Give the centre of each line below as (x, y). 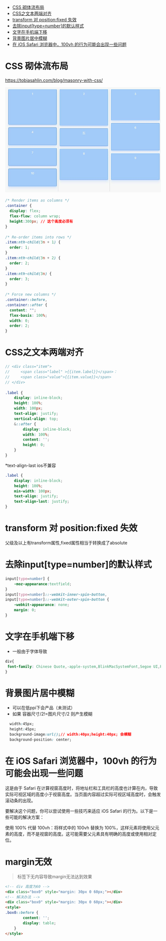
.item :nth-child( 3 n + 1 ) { (33, 242)
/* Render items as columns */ (37, 200)
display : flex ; (25, 211)
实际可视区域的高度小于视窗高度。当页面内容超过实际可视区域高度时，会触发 (83, 794)
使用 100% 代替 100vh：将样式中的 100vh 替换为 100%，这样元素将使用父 (80, 828)
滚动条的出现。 (20, 800)
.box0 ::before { (22, 913)
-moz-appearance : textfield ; (43, 584)
